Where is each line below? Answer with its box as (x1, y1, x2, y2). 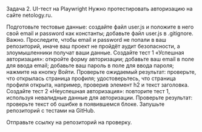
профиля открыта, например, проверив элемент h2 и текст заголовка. (6, 81, 189, 88)
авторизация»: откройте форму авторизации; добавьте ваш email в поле (6, 56, 194, 62)
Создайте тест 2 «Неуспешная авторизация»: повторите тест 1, (6, 88, 170, 94)
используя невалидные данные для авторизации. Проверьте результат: (6, 94, 193, 101)
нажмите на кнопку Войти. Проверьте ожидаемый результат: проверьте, (6, 68, 197, 75)
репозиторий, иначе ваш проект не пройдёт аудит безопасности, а (6, 42, 180, 50)
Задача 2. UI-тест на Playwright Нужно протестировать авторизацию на (6, 5, 193, 12)
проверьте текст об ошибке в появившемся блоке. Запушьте (6, 101, 165, 108)
